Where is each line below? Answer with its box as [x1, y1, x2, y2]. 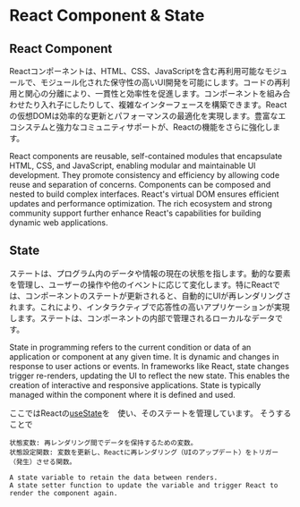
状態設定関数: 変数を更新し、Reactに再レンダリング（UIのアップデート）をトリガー [9, 448, 279, 457]
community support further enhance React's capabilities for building [9, 207, 261, 218]
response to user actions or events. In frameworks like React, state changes [9, 360, 289, 371]
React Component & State [9, 5, 205, 26]
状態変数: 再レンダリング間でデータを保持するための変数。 [9, 438, 198, 447]
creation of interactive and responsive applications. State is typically [9, 379, 261, 390]
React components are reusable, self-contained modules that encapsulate [9, 151, 283, 161]
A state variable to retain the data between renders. [9, 473, 219, 482]
